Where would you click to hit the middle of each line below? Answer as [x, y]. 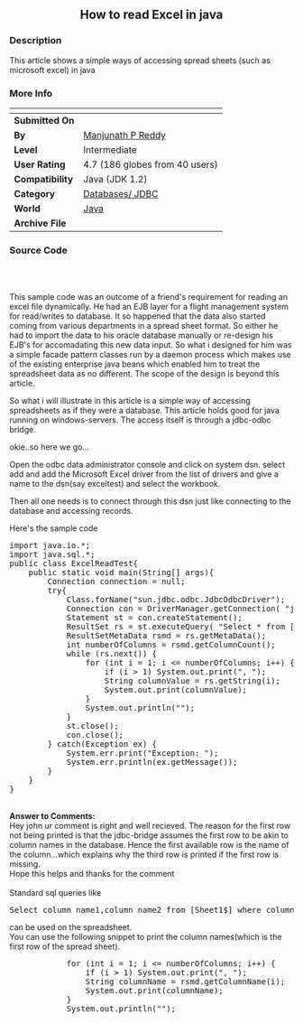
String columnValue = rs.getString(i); [193, 681]
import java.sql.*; [52, 555]
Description [36, 41]
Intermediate [110, 150]
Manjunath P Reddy [125, 135]
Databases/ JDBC [121, 193]
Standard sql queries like [55, 893]
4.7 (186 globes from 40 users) [151, 164]
